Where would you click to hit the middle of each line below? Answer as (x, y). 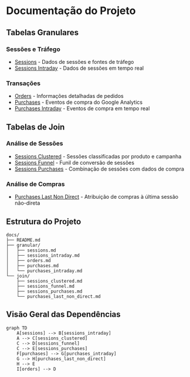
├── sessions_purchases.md (50, 291)
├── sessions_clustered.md (50, 281)
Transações (23, 83)
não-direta (27, 203)
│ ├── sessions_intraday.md (43, 255)
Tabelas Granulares (43, 33)
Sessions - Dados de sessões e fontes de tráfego (74, 62)
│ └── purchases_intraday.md (44, 271)
